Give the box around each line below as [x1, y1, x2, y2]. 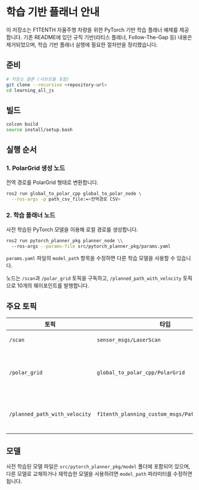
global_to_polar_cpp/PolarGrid [97, 369, 185, 376]
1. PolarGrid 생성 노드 [6, 164, 65, 172]
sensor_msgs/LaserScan [97, 337, 161, 343]
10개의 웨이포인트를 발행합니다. [17, 282, 89, 289]
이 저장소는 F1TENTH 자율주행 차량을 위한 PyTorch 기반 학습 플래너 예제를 [6, 26, 178, 33]
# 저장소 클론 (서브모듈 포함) [6, 76, 70, 82]
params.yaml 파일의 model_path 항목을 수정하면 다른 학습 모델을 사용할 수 [6, 255, 176, 262]
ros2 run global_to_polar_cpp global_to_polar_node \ [6, 191, 142, 197]
